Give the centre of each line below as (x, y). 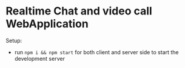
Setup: (14, 40)
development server (39, 58)
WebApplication (47, 24)
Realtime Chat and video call (79, 11)
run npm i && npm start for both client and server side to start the (97, 52)
